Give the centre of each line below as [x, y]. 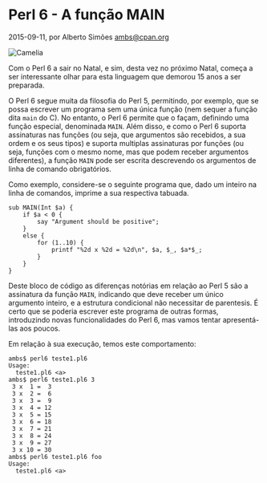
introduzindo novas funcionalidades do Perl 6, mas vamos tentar [115, 319]
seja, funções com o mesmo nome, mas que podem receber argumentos [129, 152]
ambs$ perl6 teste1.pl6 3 [51, 379]
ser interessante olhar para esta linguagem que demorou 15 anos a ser [125, 76]
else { [34, 235]
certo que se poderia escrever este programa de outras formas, [113, 311]
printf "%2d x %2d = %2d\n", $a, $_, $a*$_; [127, 250]
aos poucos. [40, 328]
